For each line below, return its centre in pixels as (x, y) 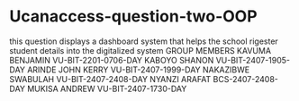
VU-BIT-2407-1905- (253, 60)
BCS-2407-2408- (246, 79)
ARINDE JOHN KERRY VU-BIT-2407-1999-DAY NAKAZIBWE (138, 70)
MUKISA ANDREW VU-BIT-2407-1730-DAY (107, 88)
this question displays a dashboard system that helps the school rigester (144, 41)
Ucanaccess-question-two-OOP (134, 17)
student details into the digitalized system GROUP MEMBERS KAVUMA (140, 50)
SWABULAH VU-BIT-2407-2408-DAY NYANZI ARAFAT (110, 79)
